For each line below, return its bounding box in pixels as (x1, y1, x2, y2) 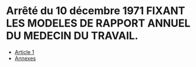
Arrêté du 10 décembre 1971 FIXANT (6, 4, 185, 18)
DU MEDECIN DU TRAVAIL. (6, 29, 138, 42)
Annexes (14, 55, 36, 62)
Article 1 (14, 48, 35, 55)
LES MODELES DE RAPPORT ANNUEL (6, 16, 191, 30)
